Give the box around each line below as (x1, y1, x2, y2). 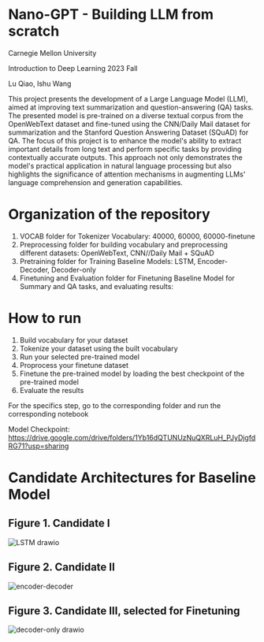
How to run (8, 310, 82, 328)
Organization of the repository (8, 206, 210, 224)
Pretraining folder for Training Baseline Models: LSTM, (19, 256, 196, 265)
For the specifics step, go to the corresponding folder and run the (8, 400, 221, 410)
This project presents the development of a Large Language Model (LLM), (8, 94, 248, 103)
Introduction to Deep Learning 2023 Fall (8, 63, 138, 72)
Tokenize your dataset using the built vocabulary (19, 343, 179, 353)
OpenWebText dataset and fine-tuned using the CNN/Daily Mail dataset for (8, 119, 251, 128)
